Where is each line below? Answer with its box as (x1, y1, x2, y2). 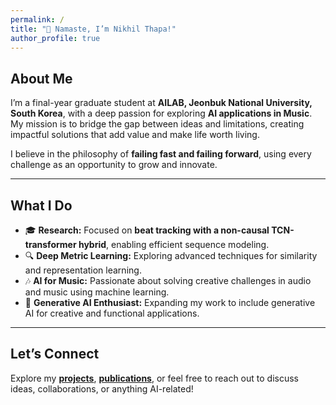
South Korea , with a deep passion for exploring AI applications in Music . (10, 107, 313, 120)
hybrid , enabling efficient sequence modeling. (78, 239, 270, 250)
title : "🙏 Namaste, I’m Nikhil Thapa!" (10, 24, 177, 34)
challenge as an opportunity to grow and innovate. (10, 159, 218, 171)
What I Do (10, 197, 73, 214)
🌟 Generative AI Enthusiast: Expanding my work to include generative (24, 297, 316, 308)
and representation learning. (24, 264, 142, 276)
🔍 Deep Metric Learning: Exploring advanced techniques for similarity (24, 250, 318, 261)
